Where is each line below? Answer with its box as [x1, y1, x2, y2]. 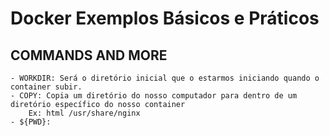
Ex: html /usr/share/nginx [28, 108, 141, 118]
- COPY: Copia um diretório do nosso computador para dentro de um [10, 91, 298, 101]
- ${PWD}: [10, 117, 52, 127]
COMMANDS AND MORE [10, 47, 168, 64]
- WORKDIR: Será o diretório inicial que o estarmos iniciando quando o [10, 73, 320, 83]
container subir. [10, 82, 83, 92]
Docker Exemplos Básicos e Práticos [10, 7, 320, 30]
